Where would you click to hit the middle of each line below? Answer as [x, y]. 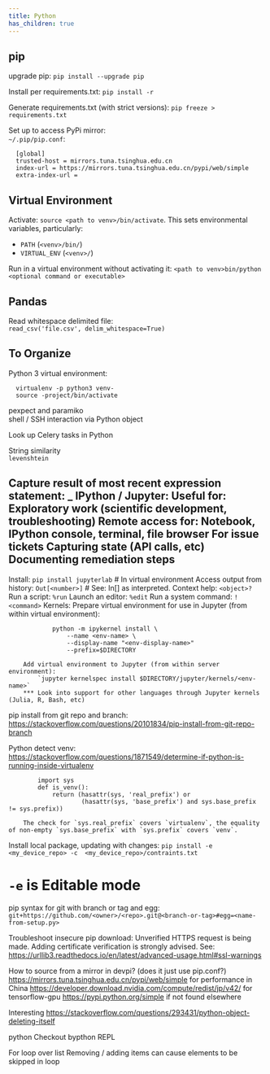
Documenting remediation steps [92, 559]
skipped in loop [34, 1061]
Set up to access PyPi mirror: [57, 130]
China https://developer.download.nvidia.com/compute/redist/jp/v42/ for [131, 988]
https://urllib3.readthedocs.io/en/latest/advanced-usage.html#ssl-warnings [135, 955]
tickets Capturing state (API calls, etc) [107, 547]
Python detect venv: [42, 748]
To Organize [40, 354]
